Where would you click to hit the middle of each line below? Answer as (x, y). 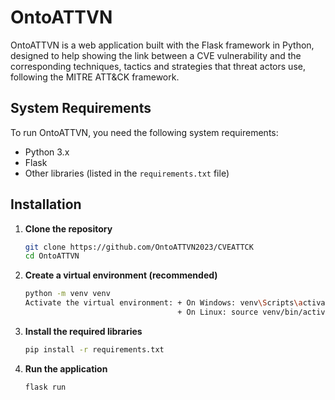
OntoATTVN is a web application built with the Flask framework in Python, (162, 45)
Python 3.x (47, 152)
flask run (45, 387)
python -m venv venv (67, 294)
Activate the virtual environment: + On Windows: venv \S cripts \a (163, 303)
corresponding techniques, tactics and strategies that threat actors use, (158, 66)
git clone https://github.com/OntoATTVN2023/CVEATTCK (139, 247)
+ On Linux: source (218, 312)
